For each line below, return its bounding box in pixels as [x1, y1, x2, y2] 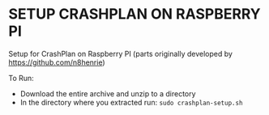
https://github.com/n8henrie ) [8, 57, 105, 67]
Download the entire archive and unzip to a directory [19, 88, 196, 98]
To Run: [8, 73, 34, 83]
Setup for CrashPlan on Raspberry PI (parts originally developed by [8, 49, 233, 58]
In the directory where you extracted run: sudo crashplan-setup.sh [19, 97, 243, 107]
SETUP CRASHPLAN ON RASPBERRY [8, 5, 261, 23]
